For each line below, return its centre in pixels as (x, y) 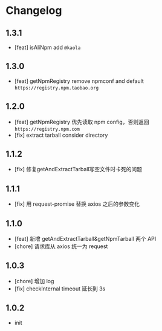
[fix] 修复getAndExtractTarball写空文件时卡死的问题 (78, 169)
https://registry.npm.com (47, 129)
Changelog (34, 11)
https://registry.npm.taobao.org (57, 88)
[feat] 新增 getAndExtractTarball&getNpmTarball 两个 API (85, 239)
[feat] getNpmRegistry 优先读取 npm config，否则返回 (82, 122)
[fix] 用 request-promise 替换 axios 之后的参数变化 (77, 204)
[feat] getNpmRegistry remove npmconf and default (79, 81)
